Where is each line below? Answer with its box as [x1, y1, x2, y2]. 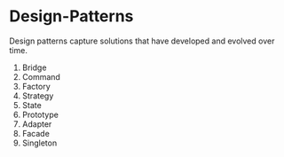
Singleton [21, 137, 58, 148]
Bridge [21, 62, 47, 73]
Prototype [21, 109, 59, 120]
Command [21, 71, 60, 82]
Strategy [21, 90, 54, 101]
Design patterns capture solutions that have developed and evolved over [9, 35, 275, 46]
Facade [21, 128, 51, 138]
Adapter [21, 118, 52, 130]
